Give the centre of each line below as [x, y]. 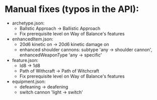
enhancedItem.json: [32, 39]
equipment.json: [29, 81]
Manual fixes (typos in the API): [72, 9]
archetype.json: [28, 23]
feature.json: [25, 60]
